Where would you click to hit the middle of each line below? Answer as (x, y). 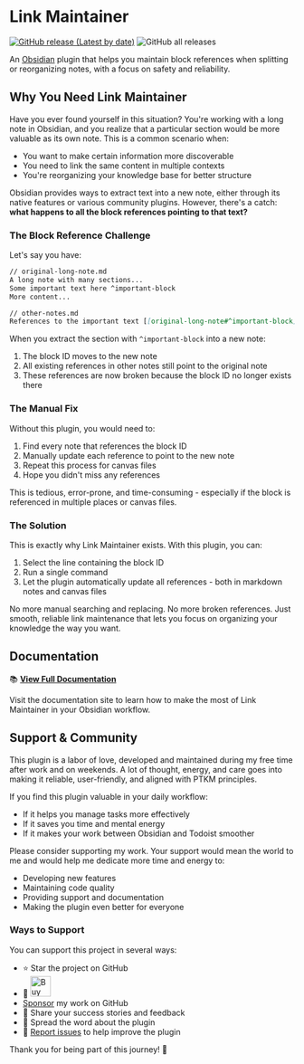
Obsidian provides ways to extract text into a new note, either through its (145, 193)
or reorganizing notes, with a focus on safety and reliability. (120, 69)
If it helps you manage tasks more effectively (106, 814)
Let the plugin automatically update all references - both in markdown (152, 582)
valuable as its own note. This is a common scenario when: (119, 138)
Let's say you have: (45, 255)
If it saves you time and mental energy (94, 823)
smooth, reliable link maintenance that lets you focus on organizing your (143, 618)
